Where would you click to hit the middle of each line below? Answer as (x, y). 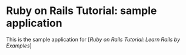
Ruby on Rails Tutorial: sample (82, 11)
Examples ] (19, 46)
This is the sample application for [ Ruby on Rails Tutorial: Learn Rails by (93, 39)
